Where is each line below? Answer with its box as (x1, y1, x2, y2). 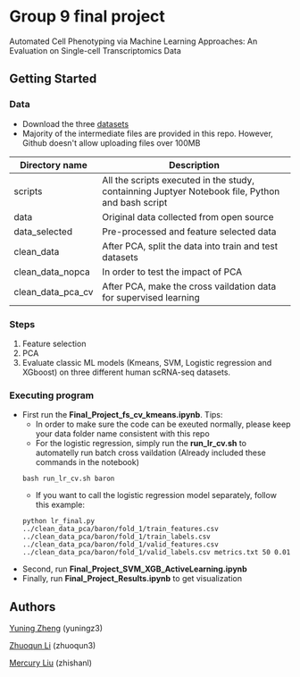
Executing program (9, 389, 95, 402)
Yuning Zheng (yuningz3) (9, 623, 103, 634)
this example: (35, 499, 85, 511)
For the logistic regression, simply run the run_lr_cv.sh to (35, 438, 247, 449)
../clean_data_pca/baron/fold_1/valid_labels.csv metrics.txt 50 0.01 (21, 548, 291, 557)
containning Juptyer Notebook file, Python (102, 185, 280, 198)
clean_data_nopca (13, 266, 91, 278)
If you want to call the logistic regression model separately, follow (35, 490, 277, 501)
